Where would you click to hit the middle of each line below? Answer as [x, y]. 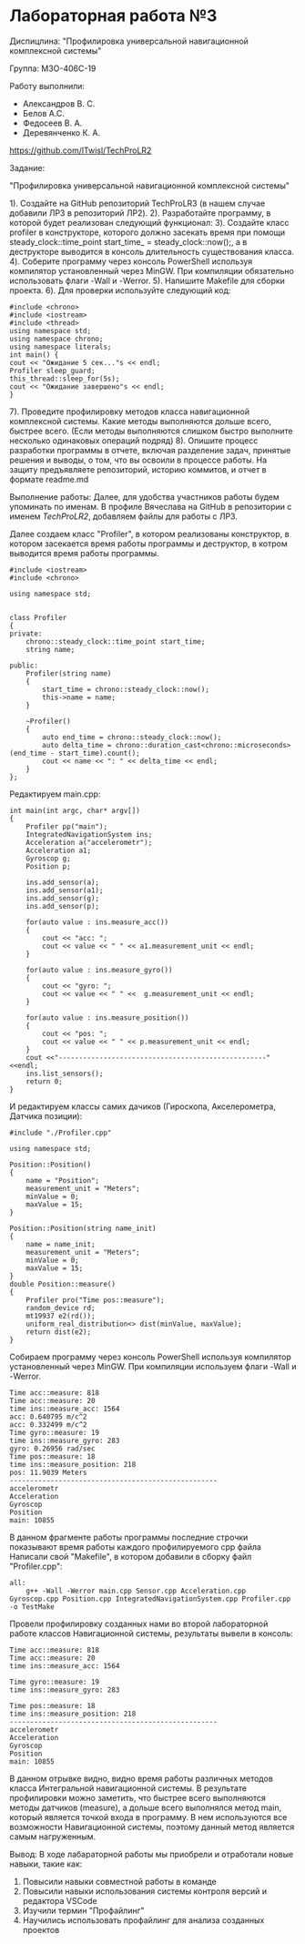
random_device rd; [61, 1308]
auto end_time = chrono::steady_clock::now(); [132, 737]
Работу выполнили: [47, 86]
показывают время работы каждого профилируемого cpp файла [136, 1547]
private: [26, 634]
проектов [41, 1929]
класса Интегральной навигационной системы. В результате [128, 1788]
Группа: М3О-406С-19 [53, 68]
